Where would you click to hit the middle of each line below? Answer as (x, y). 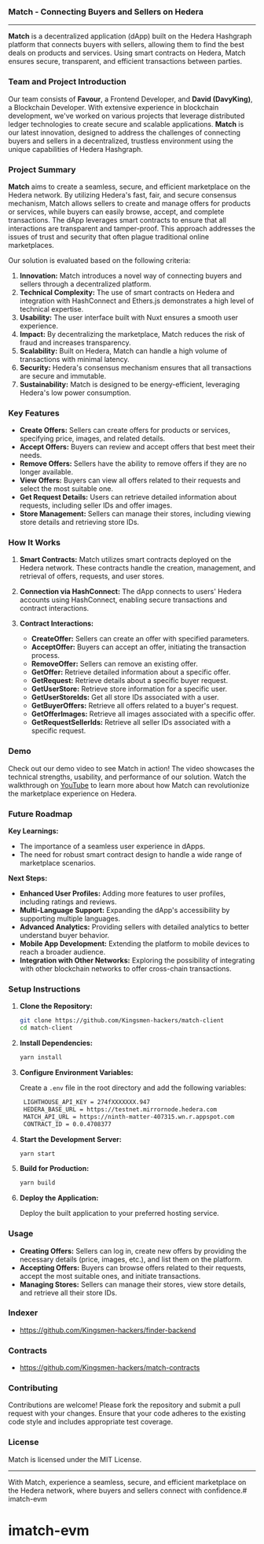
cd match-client (46, 1028)
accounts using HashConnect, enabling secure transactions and (123, 600)
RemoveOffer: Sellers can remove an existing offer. (114, 664)
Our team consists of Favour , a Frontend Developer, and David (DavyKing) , (130, 99)
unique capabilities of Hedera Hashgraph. (76, 149)
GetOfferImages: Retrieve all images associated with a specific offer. (143, 714)
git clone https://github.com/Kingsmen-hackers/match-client (122, 1021)
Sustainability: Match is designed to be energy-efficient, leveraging (130, 384)
